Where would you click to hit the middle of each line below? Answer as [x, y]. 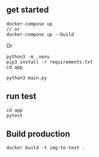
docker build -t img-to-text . [46, 148]
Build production [38, 134]
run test [21, 96]
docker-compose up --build [40, 34]
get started [28, 10]
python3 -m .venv [28, 57]
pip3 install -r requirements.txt [50, 62]
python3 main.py [27, 78]
